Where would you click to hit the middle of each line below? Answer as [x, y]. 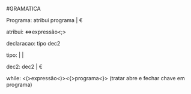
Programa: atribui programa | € [44, 20]
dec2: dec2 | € [25, 66]
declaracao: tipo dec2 [33, 43]
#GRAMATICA [23, 9]
